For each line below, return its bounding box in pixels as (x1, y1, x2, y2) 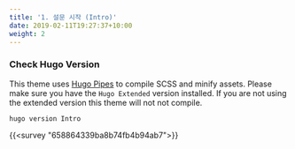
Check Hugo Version (9, 58, 100, 71)
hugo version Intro (9, 114, 82, 123)
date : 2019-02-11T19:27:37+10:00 (9, 21, 133, 30)
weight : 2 (9, 29, 46, 38)
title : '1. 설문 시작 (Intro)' (9, 12, 118, 22)
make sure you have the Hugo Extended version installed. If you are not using (9, 87, 287, 98)
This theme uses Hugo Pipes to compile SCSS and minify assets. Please (9, 78, 273, 89)
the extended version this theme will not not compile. (9, 97, 203, 108)
